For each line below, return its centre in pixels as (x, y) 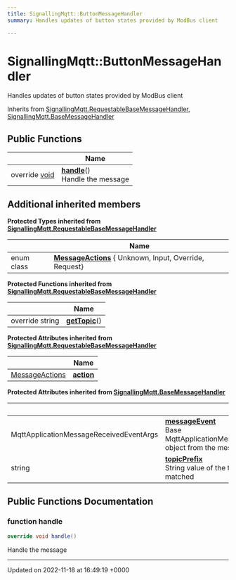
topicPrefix (184, 459)
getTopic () (84, 321)
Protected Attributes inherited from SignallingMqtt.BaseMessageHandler (117, 392)
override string (35, 321)
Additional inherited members (74, 204)
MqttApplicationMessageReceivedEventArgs (85, 434)
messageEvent (190, 421)
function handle (35, 522)
